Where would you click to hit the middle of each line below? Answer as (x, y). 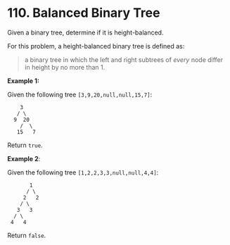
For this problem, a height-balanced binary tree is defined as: (96, 46)
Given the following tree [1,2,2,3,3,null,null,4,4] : (83, 172)
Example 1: (24, 81)
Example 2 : (24, 158)
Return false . (27, 235)
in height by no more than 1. (65, 67)
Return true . (25, 145)
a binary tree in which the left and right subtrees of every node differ (124, 59)
